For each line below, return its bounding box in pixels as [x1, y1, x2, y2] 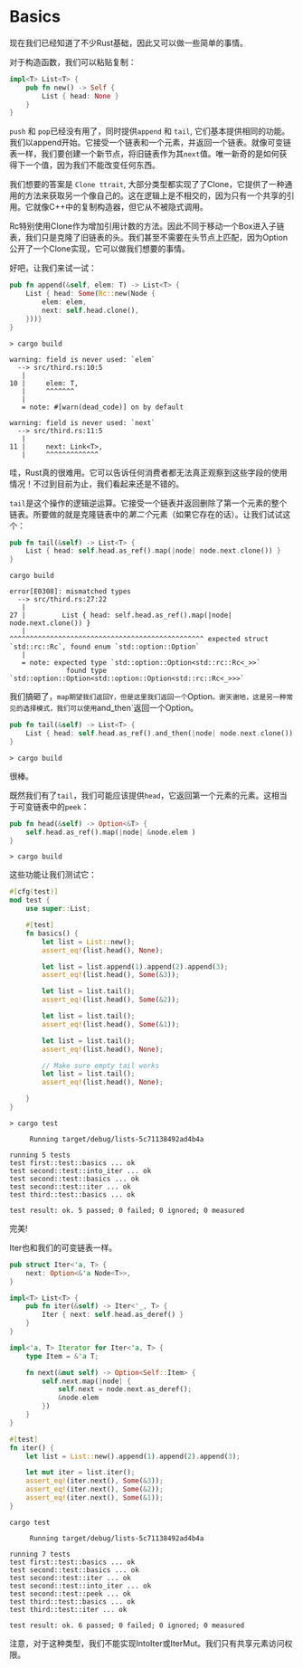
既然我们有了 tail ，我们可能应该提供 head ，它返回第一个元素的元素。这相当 [9, 790, 288, 801]
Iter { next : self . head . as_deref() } [42, 1310, 184, 1320]
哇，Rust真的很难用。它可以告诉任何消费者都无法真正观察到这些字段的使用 [9, 467, 288, 478]
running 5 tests [9, 1151, 71, 1160]
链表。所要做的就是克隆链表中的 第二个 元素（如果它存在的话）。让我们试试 [9, 508, 283, 519]
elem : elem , [42, 298, 88, 307]
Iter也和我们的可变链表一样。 [9, 1242, 118, 1253]
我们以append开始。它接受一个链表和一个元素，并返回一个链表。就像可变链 [9, 137, 292, 148]
